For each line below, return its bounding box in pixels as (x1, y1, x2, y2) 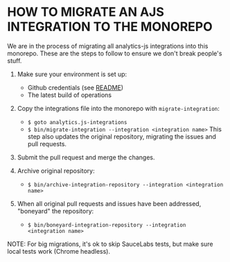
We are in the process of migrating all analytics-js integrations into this (7, 42, 209, 50)
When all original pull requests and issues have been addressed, (17, 199, 202, 208)
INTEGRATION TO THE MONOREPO (7, 19, 213, 35)
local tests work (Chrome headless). (7, 247, 111, 255)
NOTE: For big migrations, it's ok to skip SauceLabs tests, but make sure (7, 240, 213, 248)
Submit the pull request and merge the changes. (17, 153, 155, 161)
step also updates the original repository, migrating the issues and (27, 132, 217, 141)
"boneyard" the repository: (17, 207, 94, 215)
